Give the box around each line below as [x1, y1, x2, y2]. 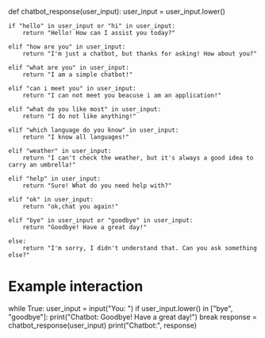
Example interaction [8, 278, 144, 296]
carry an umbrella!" [8, 161, 77, 169]
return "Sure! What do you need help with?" [22, 182, 172, 190]
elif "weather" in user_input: [8, 147, 112, 155]
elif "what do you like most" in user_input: [8, 106, 161, 113]
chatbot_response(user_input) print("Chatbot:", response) [8, 321, 197, 330]
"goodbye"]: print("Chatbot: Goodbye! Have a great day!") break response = [8, 312, 258, 321]
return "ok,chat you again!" [22, 202, 119, 210]
